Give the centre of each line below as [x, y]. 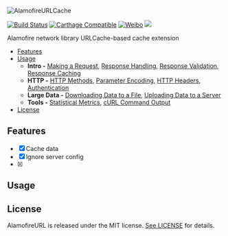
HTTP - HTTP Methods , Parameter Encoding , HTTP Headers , [114, 80]
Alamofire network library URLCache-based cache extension [93, 38]
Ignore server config [55, 156]
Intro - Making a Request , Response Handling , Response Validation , [123, 66]
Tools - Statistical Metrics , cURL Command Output [99, 102]
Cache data [42, 148]
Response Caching [54, 73]
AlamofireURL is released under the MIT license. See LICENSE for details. [111, 226]
